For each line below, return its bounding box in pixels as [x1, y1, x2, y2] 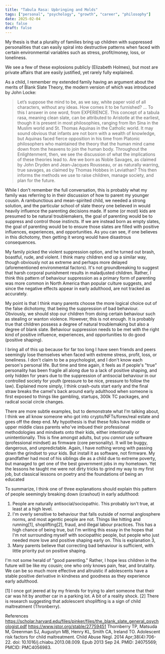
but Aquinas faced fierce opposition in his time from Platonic [17, 136, 140, 142]
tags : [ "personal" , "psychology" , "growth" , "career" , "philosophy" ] [5, 12, 151, 17]
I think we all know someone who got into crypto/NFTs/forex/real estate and [5, 414, 159, 420]
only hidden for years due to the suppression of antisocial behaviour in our [5, 373, 157, 379]
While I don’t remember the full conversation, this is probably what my [5, 187, 148, 193]
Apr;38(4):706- [125, 634, 156, 640]
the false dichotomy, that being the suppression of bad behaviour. [5, 306, 139, 312]
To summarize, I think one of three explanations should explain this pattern [5, 486, 157, 492]
